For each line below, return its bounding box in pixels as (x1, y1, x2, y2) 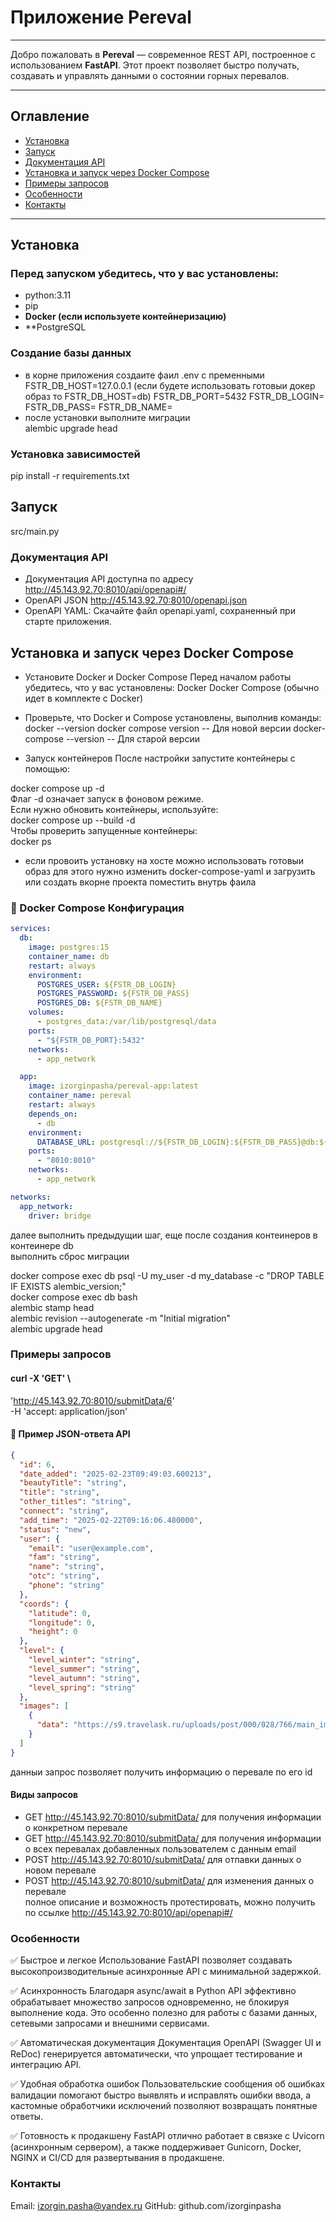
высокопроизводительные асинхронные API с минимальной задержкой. (10, 1966, 322, 1978)
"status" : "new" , (19, 1524, 92, 1535)
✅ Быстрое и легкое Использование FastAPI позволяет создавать (10, 1954, 293, 1966)
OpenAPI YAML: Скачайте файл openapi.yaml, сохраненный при (24, 605, 296, 617)
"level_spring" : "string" (28, 1682, 137, 1693)
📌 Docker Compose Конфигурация (10, 901, 185, 915)
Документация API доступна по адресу (24, 573, 194, 585)
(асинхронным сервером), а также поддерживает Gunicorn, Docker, (10, 2141, 302, 2153)
